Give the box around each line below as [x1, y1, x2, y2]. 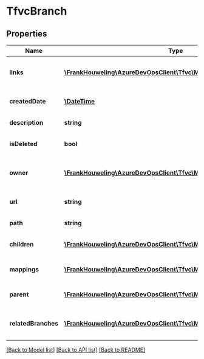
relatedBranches [9, 319, 59, 327]
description [9, 119, 44, 127]
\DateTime [64, 97, 95, 105]
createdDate [9, 97, 46, 105]
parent [9, 290, 29, 299]
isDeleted [9, 140, 38, 148]
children [9, 240, 34, 248]
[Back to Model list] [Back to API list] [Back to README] [6, 346, 146, 354]
